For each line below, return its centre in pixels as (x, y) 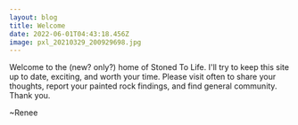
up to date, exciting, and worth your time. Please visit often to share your (143, 77)
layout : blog (33, 17)
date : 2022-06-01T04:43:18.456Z (69, 34)
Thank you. (30, 96)
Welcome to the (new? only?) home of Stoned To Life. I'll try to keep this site (149, 67)
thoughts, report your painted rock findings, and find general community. (143, 86)
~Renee (24, 113)
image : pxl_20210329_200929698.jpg (75, 42)
